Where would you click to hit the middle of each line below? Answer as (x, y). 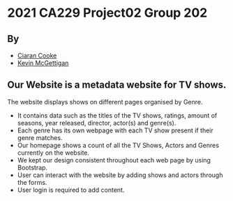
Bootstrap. (32, 167)
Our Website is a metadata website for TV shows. (117, 85)
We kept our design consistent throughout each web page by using (114, 160)
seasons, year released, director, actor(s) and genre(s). (97, 123)
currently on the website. (53, 153)
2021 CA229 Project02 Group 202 (107, 13)
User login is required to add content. (71, 190)
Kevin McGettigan (43, 63)
